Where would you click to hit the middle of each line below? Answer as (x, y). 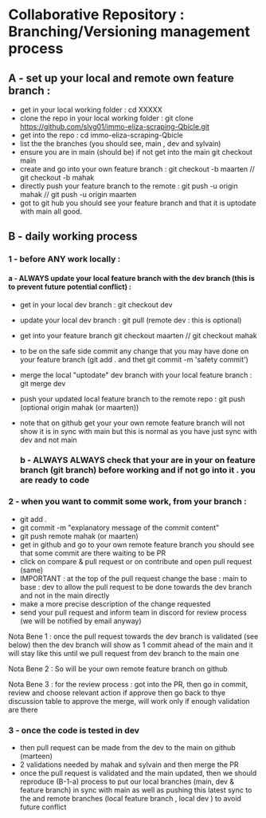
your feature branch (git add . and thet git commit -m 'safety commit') (134, 359)
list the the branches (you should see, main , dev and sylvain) (120, 144)
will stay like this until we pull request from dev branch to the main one (124, 653)
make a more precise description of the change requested (115, 603)
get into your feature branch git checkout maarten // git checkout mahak (138, 335)
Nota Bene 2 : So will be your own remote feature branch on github (118, 669)
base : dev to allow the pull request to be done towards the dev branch (136, 587)
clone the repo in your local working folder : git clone (106, 118)
